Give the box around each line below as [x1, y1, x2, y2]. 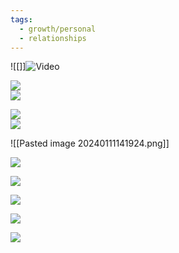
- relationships [19, 33, 87, 43]
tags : [10, 14, 33, 25]
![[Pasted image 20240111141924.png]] [10, 137, 170, 150]
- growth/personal [19, 24, 97, 34]
